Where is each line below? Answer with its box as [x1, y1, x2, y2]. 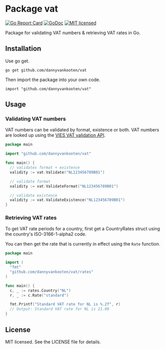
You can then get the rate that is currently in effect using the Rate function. [5, 241, 160, 247]
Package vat [5, 3, 59, 15]
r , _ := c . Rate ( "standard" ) [10, 293, 69, 298]
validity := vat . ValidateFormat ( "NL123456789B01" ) [10, 184, 119, 189]
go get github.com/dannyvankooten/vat [5, 67, 87, 73]
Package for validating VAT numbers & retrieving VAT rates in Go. [5, 29, 141, 36]
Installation [5, 44, 41, 53]
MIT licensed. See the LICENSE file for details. [5, 338, 101, 345]
